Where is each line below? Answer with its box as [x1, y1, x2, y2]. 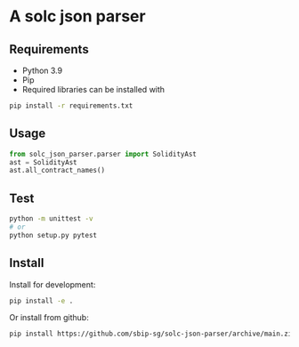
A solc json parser [9, 6, 146, 27]
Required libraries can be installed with [21, 85, 166, 94]
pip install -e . [9, 296, 74, 305]
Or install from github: [9, 312, 89, 323]
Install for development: [9, 278, 96, 290]
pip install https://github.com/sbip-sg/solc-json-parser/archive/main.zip [9, 329, 296, 339]
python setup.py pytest [9, 230, 98, 239]
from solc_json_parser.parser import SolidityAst [9, 149, 198, 158]
